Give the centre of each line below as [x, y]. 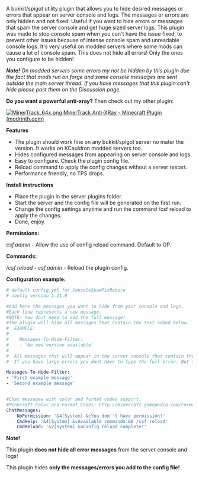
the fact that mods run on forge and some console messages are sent [92, 77]
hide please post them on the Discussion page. [64, 89]
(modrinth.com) [25, 119]
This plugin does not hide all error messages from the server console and [97, 450]
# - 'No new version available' [50, 345]
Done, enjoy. [30, 222]
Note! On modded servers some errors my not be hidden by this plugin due [98, 70]
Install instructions [30, 185]
